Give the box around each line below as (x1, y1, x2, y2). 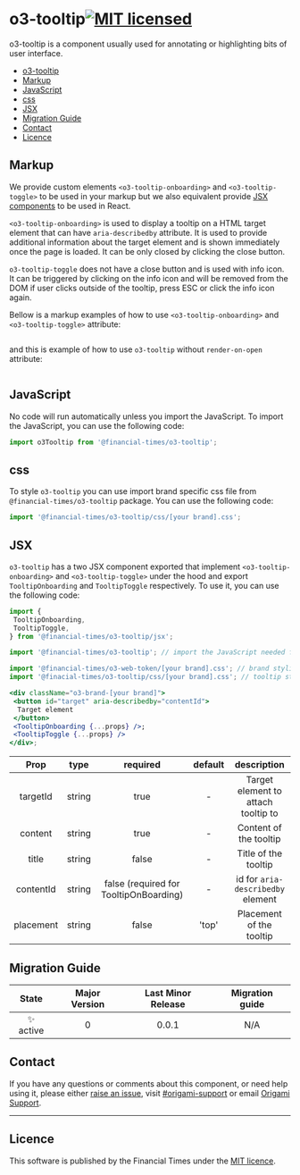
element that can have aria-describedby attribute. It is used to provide (9, 227, 268, 238)
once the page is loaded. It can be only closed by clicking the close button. (9, 246, 286, 256)
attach (246, 796, 274, 809)
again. (9, 291, 33, 303)
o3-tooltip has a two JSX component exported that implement (9, 561, 241, 572)
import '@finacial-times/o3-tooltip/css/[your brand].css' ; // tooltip (9, 673, 281, 682)
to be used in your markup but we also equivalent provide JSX (39, 190, 269, 201)
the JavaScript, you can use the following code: (9, 420, 185, 431)
